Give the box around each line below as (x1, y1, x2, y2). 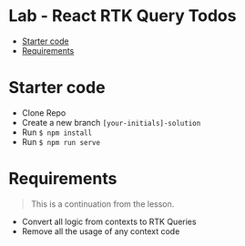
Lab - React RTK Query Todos (8, 5, 237, 26)
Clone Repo (21, 107, 66, 118)
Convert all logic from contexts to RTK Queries (21, 216, 197, 227)
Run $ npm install (21, 127, 93, 138)
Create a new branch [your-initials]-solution (21, 117, 201, 128)
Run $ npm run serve (21, 136, 101, 147)
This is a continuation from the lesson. (30, 198, 175, 210)
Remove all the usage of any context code (21, 225, 180, 237)
